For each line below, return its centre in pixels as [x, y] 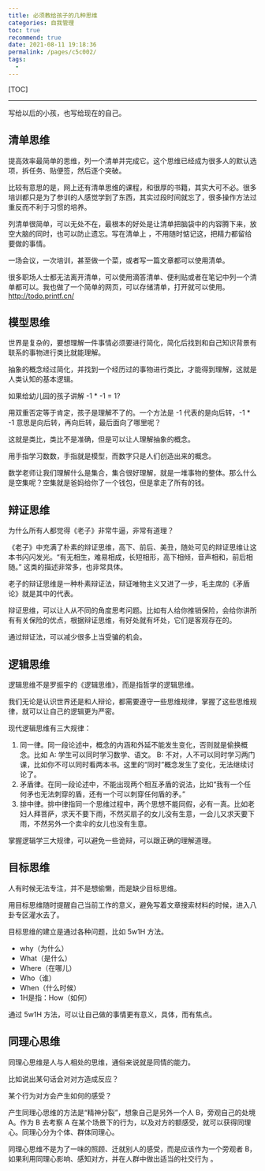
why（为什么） [44, 948]
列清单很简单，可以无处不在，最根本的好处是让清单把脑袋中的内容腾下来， [129, 224]
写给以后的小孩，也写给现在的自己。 [67, 113]
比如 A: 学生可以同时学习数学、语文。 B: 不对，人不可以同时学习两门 [144, 755]
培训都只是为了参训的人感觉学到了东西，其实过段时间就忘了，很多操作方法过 [132, 197]
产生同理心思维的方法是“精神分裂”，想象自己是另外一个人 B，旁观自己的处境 [132, 1112]
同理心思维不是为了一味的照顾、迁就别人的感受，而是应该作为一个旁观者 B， [132, 1149]
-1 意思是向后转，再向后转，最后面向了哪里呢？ [85, 423]
